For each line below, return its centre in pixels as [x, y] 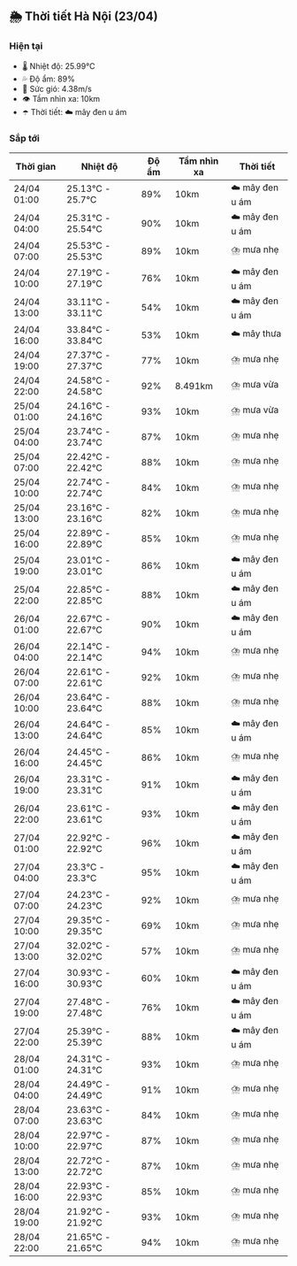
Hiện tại [26, 46]
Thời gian [36, 166]
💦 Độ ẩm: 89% [48, 79]
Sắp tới [24, 138]
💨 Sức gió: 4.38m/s [57, 88]
